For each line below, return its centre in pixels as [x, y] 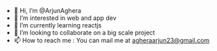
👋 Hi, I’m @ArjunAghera [47, 11]
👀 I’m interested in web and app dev [65, 18]
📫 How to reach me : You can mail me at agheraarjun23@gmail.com [112, 40]
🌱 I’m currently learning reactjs [58, 25]
